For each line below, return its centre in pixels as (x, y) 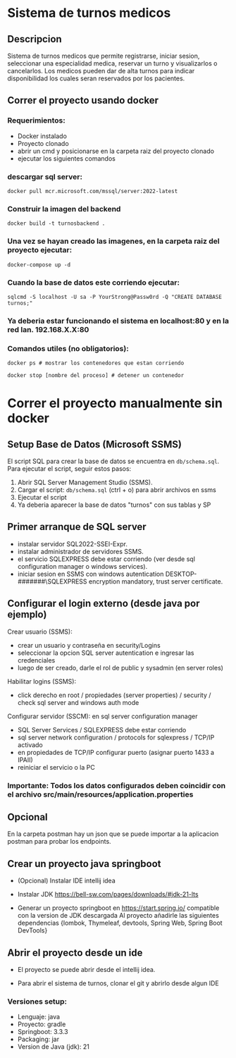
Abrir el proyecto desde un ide (75, 953)
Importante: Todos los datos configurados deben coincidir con (117, 785)
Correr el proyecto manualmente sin (115, 404)
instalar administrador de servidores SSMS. (80, 551)
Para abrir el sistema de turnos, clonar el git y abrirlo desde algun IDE (118, 983)
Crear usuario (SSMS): (40, 632)
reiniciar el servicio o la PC (56, 767)
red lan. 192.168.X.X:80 (48, 329)
